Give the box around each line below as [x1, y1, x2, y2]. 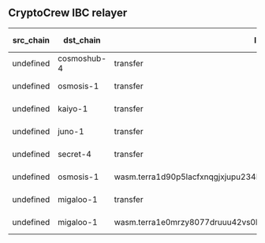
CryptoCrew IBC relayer [8, 6, 128, 20]
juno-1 [58, 125, 84, 136]
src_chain [12, 35, 50, 46]
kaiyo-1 [58, 103, 88, 114]
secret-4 [58, 148, 92, 159]
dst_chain [62, 35, 101, 46]
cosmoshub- [58, 53, 106, 64]
